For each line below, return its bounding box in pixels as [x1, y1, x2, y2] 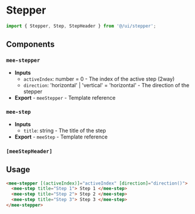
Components [6, 39, 55, 50]
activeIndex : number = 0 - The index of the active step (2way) [23, 75, 175, 83]
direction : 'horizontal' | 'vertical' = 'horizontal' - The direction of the [23, 81, 190, 88]
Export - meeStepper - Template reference [14, 94, 116, 101]
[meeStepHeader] [6, 148, 53, 154]
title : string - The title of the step [23, 127, 106, 134]
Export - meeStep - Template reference [14, 133, 108, 140]
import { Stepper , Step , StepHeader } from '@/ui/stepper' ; [6, 23, 157, 29]
